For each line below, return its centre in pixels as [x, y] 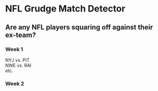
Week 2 [15, 83]
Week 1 [14, 49]
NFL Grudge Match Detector [65, 9]
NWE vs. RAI [18, 65]
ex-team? [21, 35]
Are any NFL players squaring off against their [79, 27]
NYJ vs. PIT [17, 60]
